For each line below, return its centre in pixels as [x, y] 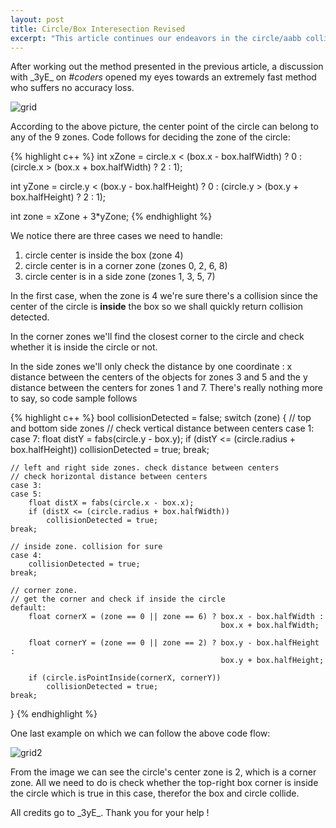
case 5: [26, 494]
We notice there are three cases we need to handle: [116, 236]
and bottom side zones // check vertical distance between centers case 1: [162, 428]
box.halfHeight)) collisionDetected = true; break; [110, 450]
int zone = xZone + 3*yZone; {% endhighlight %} [111, 217]
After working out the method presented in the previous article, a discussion [167, 67]
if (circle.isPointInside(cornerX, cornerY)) [125, 678]
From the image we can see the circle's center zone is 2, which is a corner [163, 772]
